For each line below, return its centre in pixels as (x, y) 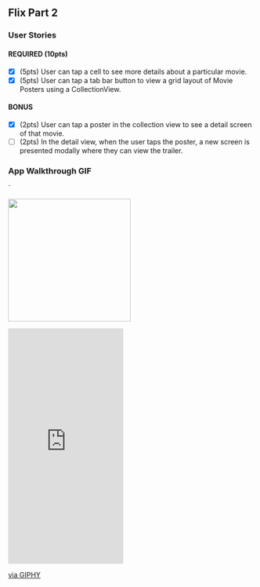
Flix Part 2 (33, 13)
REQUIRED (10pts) (38, 53)
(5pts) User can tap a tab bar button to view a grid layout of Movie (126, 80)
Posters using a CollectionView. (70, 89)
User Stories (32, 35)
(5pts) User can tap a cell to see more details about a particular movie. (133, 71)
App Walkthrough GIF (50, 170)
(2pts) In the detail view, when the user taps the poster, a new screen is (135, 141)
